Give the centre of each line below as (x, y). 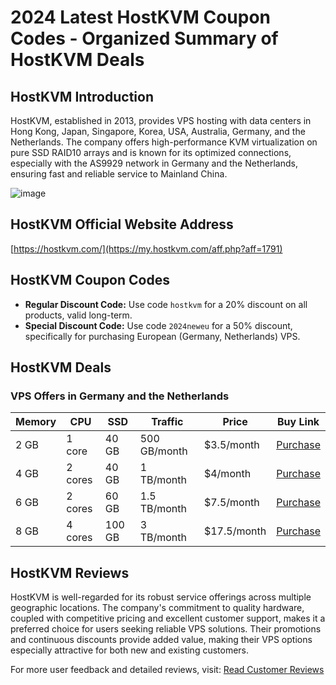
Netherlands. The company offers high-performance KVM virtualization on (164, 142)
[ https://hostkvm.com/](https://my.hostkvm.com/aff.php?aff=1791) (146, 248)
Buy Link (298, 422)
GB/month (163, 451)
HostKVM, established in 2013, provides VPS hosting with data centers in (161, 120)
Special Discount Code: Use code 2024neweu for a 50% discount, (158, 325)
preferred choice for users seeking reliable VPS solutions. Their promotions (166, 629)
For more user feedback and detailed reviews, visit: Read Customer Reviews (167, 670)
